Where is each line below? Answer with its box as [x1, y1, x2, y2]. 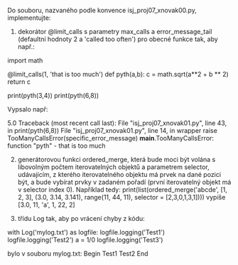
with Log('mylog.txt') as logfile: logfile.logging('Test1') [7, 228, 166, 237]
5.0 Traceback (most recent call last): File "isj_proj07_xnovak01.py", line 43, [7, 119, 227, 127]
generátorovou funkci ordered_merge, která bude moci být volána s [17, 156, 216, 163]
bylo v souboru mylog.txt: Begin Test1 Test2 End [7, 249, 148, 258]
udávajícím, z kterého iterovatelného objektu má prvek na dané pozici [17, 171, 222, 178]
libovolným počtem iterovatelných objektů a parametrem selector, [17, 163, 210, 171]
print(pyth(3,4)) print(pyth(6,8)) [7, 92, 99, 99]
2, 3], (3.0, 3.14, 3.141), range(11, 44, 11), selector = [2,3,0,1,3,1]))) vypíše [17, 193, 226, 201]
